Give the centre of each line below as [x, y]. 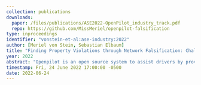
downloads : [20, 17]
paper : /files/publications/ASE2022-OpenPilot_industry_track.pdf [96, 23]
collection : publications [38, 12]
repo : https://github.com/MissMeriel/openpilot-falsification [91, 28]
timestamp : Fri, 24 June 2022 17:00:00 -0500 [64, 67]
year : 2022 [20, 56]
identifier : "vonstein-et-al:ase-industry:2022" [68, 40]
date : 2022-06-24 [28, 73]
